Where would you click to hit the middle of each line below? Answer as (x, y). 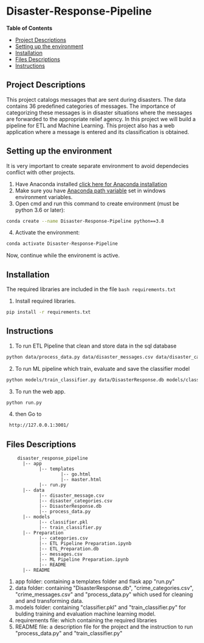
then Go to (28, 414)
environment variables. (44, 197)
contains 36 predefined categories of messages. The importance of (91, 106)
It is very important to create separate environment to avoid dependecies (98, 166)
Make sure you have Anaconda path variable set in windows (90, 191)
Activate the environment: (47, 233)
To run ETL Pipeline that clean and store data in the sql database (96, 346)
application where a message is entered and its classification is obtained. (98, 132)
